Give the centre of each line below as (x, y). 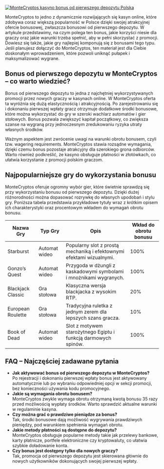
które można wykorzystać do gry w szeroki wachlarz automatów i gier (76, 114)
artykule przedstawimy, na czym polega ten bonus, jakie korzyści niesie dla (81, 32)
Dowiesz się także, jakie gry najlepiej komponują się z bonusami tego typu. (80, 43)
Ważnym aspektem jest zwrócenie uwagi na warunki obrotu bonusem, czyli (81, 139)
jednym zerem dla (86, 311)
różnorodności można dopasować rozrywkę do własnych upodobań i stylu (80, 197)
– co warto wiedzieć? (38, 81)
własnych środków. (24, 129)
